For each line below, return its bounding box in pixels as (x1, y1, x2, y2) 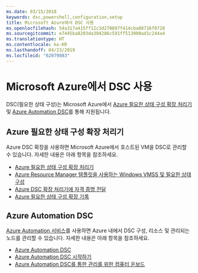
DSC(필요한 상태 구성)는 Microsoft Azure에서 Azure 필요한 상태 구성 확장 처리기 (6, 100, 192, 108)
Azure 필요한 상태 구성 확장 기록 (14, 193, 90, 200)
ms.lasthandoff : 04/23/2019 (6, 47, 76, 53)
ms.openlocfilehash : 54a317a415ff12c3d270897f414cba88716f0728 (6, 25, 165, 31)
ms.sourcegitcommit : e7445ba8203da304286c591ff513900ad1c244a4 (6, 31, 165, 37)
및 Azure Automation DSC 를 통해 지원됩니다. (6, 108, 111, 115)
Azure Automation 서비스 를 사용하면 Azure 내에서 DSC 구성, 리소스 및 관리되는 (6, 227, 190, 234)
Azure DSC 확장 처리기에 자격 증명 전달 (14, 186, 106, 193)
